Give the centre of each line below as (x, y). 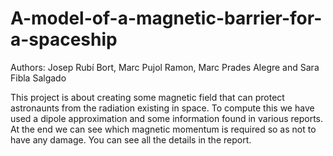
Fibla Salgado (38, 78)
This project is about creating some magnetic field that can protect (147, 97)
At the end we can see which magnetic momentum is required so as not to (163, 129)
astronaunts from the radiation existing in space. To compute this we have (162, 108)
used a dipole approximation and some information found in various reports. (167, 118)
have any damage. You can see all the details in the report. (131, 139)
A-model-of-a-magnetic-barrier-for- (166, 18)
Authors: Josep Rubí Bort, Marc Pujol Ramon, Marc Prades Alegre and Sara (165, 67)
